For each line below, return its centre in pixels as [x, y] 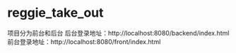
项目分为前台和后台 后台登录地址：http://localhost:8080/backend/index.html [118, 33]
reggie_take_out [55, 13]
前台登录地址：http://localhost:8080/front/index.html [84, 41]
